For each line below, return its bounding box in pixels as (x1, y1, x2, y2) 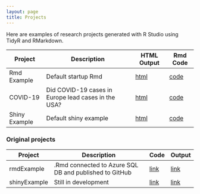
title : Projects (6, 14, 46, 20)
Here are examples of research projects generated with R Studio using (6, 30, 179, 37)
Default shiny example (46, 114, 109, 122)
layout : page (6, 8, 39, 15)
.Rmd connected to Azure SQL (54, 161, 139, 169)
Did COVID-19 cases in (46, 86, 112, 94)
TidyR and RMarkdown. (6, 37, 64, 44)
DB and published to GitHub (54, 168, 132, 176)
